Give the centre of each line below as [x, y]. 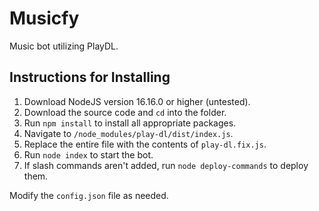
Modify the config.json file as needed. [89, 195]
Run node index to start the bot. [88, 154]
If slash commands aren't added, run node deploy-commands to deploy [166, 165]
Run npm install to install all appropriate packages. [130, 123]
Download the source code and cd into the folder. [125, 112]
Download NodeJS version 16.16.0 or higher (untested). [137, 101]
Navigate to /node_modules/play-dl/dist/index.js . [128, 133]
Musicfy [44, 18]
